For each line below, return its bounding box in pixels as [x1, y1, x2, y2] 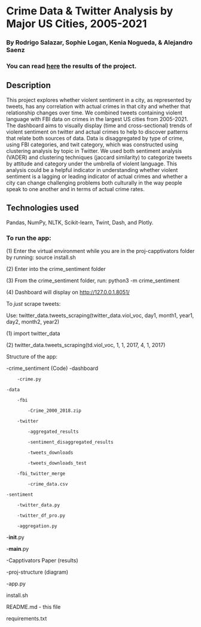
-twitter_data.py [17, 502, 60, 508]
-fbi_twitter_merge [17, 471, 66, 477]
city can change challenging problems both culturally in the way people [6, 179, 182, 186]
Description [6, 80, 51, 91]
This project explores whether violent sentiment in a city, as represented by [6, 96, 192, 103]
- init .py [6, 533, 25, 541]
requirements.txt [6, 614, 47, 622]
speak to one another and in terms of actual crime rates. [6, 185, 145, 192]
